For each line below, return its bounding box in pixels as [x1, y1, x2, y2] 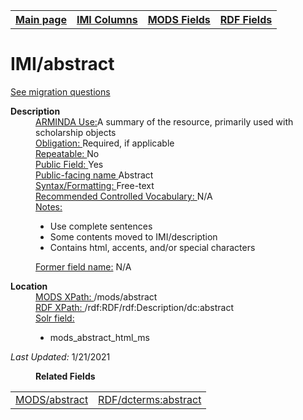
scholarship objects [35, 126, 117, 138]
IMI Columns [76, 13, 138, 26]
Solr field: [35, 312, 75, 324]
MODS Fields [147, 13, 211, 26]
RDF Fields [219, 13, 273, 26]
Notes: [35, 200, 63, 213]
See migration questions [10, 85, 111, 98]
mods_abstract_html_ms [49, 331, 150, 343]
